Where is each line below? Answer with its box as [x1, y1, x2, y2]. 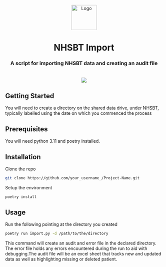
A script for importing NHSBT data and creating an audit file [10, 60, 158, 67]
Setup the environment [5, 184, 52, 190]
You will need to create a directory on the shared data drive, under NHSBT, [5, 105, 159, 111]
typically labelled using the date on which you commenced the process [5, 110, 152, 116]
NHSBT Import [53, 42, 114, 54]
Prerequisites [5, 125, 48, 133]
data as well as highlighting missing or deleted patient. [5, 256, 117, 262]
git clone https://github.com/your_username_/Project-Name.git [5, 175, 140, 180]
